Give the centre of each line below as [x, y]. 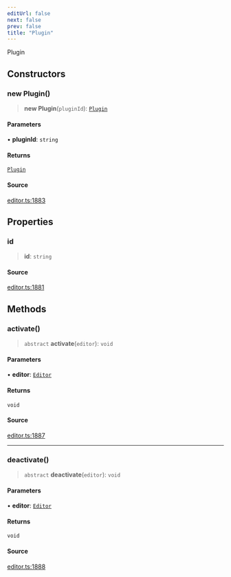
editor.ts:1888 [26, 566]
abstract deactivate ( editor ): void [72, 475]
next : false [24, 20]
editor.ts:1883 [26, 200]
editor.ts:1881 [26, 287]
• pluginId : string [33, 140]
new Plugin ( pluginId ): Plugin [66, 108]
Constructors [36, 74]
